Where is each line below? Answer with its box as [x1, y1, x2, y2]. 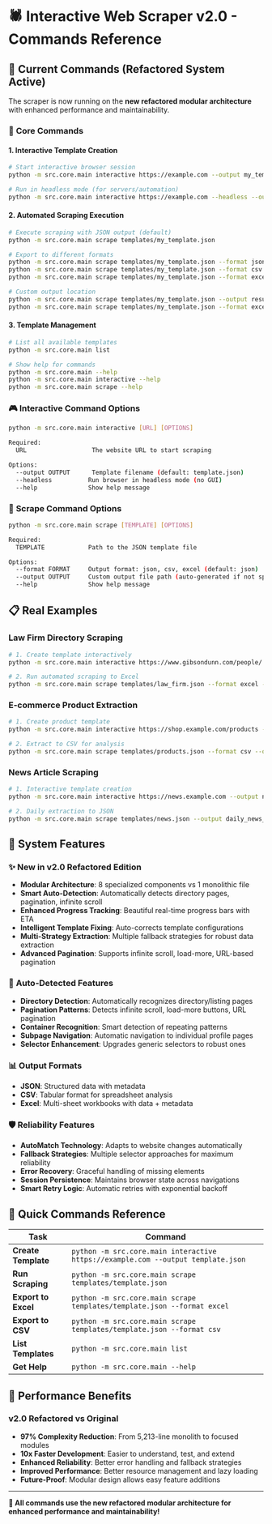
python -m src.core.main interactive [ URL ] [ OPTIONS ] [8, 424, 194, 433]
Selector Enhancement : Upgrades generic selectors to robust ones [19, 1039, 246, 1048]
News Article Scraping [8, 766, 99, 778]
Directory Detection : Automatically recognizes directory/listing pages [19, 996, 253, 1005]
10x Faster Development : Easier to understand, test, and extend [19, 1449, 235, 1458]
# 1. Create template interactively [8, 651, 132, 659]
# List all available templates [8, 338, 117, 346]
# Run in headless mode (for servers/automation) [8, 185, 180, 194]
